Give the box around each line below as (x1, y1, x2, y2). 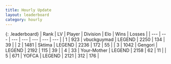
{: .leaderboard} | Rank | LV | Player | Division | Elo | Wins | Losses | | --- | (5, 31, 161, 37)
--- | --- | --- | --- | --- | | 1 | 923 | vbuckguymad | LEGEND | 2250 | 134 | (11, 36, 165, 42)
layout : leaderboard (5, 12, 50, 17)
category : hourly (5, 17, 43, 22)
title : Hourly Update (5, 7, 52, 13)
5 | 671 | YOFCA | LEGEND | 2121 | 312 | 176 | (5, 53, 99, 59)
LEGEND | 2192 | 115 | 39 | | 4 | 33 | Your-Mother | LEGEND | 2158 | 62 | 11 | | (5, 47, 167, 54)
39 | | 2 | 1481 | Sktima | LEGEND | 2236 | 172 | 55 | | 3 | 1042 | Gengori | (5, 42, 158, 48)
